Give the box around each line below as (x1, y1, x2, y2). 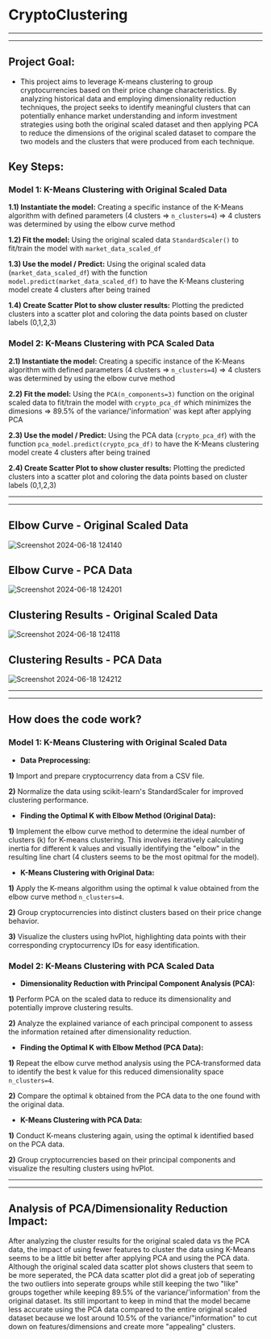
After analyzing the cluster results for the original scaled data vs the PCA (8, 1236, 250, 1245)
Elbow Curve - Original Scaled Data (8, 518, 189, 533)
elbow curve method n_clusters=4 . (8, 892, 125, 901)
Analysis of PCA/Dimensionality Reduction (8, 1202, 228, 1216)
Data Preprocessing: (19, 755, 91, 765)
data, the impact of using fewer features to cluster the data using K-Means (8, 1244, 256, 1254)
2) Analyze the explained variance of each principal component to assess (8, 1018, 253, 1028)
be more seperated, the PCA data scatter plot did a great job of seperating (8, 1270, 256, 1279)
